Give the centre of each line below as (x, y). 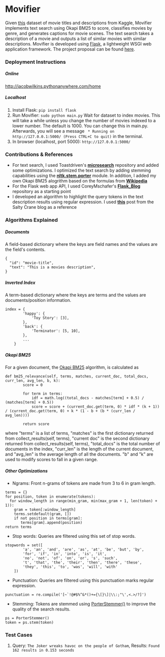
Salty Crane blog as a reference (45, 207)
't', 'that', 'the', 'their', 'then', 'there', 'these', (82, 563)
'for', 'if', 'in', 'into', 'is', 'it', (65, 554)
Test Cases (19, 635)
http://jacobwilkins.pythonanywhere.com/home (53, 86)
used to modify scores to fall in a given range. (51, 459)
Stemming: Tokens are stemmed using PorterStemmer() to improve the (84, 604)
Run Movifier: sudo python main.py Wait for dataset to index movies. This (86, 115)
